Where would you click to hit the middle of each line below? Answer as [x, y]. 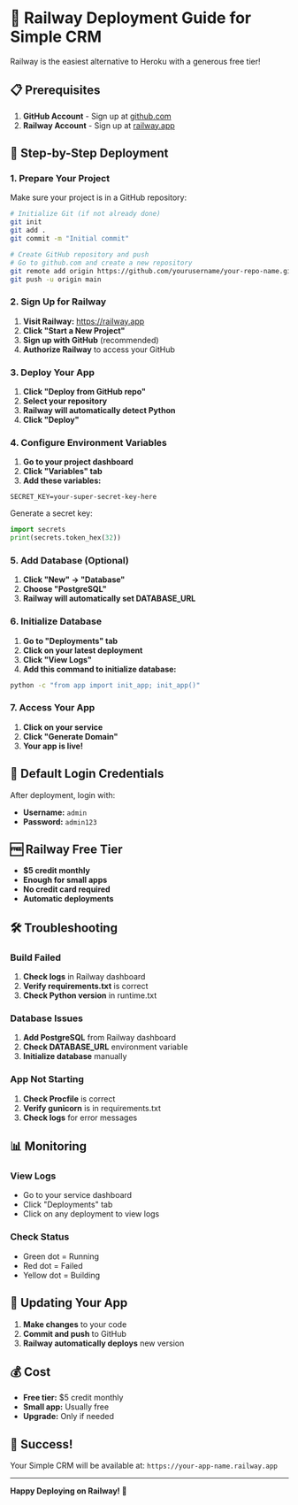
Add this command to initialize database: [99, 669]
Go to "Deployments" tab [70, 641]
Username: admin [55, 812]
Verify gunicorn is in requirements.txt [92, 1108]
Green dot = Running [61, 1256]
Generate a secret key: [51, 513]
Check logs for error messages [80, 1117]
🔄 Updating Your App [69, 1303]
